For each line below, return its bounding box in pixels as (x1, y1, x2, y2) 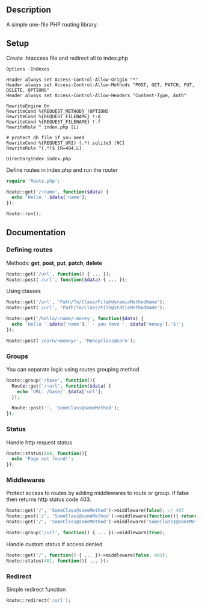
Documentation (6, 227, 66, 238)
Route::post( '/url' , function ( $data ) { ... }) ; (6, 277, 128, 283)
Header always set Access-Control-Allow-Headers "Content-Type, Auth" (6, 92, 187, 98)
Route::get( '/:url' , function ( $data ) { (11, 383, 112, 389)
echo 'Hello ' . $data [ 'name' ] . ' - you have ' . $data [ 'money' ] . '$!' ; (11, 321, 185, 327)
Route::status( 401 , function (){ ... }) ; (6, 558, 109, 564)
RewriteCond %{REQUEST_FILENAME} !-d (6, 113, 101, 119)
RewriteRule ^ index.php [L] (6, 124, 79, 130)
